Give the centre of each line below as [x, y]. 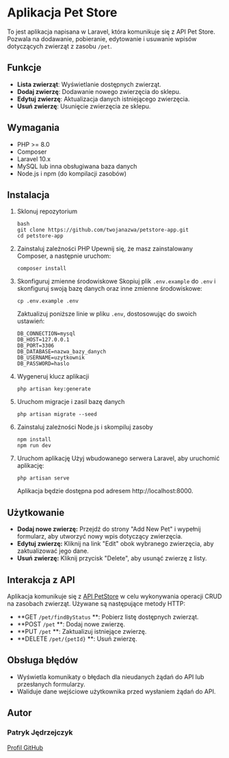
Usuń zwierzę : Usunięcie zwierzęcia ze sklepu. [84, 106]
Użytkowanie [36, 512]
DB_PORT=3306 [36, 346]
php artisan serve [43, 478]
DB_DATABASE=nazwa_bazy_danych [62, 352]
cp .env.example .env [48, 301]
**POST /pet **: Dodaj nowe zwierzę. [71, 624]
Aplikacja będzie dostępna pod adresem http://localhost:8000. [105, 491]
